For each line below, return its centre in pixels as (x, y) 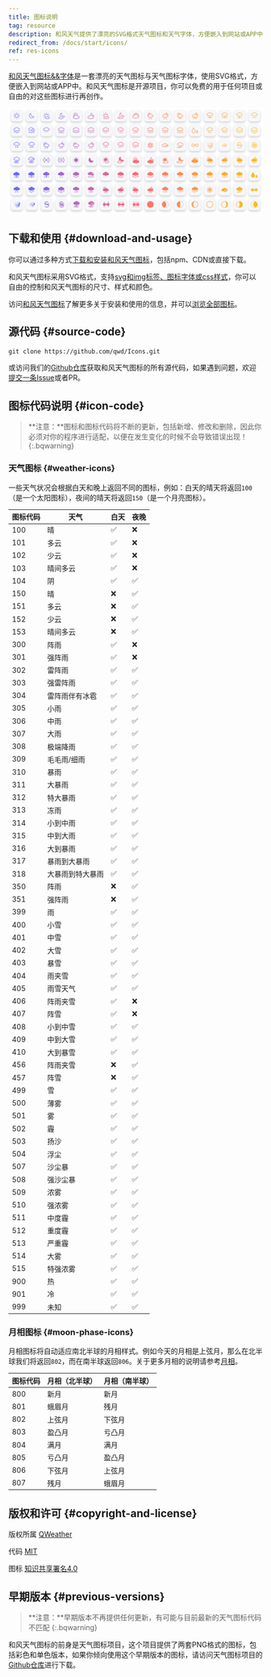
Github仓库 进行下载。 (44, 1664)
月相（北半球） (72, 1381)
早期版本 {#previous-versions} (87, 1597)
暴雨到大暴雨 (69, 861)
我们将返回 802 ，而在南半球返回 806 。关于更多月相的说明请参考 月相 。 (128, 1361)
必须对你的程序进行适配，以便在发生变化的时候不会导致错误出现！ (138, 437)
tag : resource (32, 25)
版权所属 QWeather (40, 1534)
